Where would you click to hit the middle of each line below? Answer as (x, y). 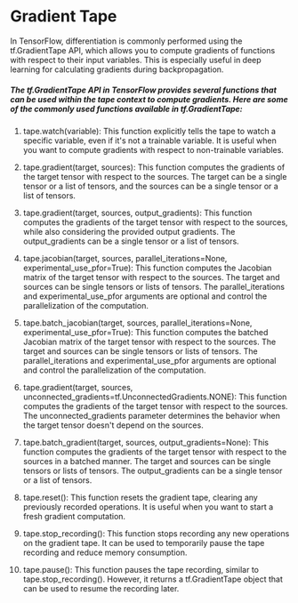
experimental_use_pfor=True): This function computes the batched (145, 332)
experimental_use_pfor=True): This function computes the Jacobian (147, 268)
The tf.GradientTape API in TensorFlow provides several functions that (143, 90)
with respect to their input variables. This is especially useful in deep (136, 60)
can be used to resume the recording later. (101, 588)
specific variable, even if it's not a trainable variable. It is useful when (149, 141)
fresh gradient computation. (74, 516)
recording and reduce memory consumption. (105, 552)
